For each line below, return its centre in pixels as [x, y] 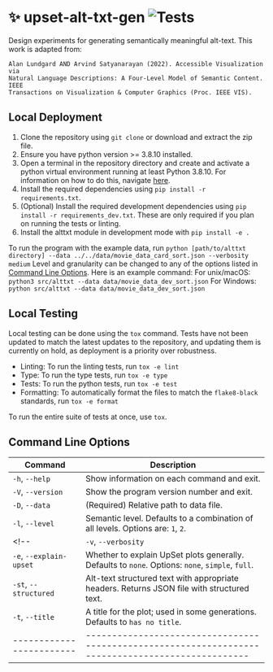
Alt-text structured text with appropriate [162, 578]
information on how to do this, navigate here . [95, 180]
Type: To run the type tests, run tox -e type [94, 375]
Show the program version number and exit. [169, 492]
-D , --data [32, 505]
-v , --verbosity [115, 542]
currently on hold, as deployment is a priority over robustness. [113, 351]
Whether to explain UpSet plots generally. [165, 555]
